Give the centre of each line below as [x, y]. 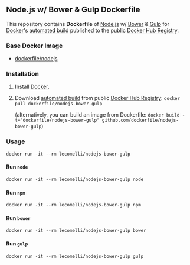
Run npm [16, 192]
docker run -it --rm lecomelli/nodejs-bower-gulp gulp [75, 256]
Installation [23, 74]
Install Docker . [32, 87]
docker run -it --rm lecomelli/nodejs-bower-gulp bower [76, 231]
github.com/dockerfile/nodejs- [140, 121]
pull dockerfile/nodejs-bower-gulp [58, 104]
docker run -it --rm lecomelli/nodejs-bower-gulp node [75, 179]
